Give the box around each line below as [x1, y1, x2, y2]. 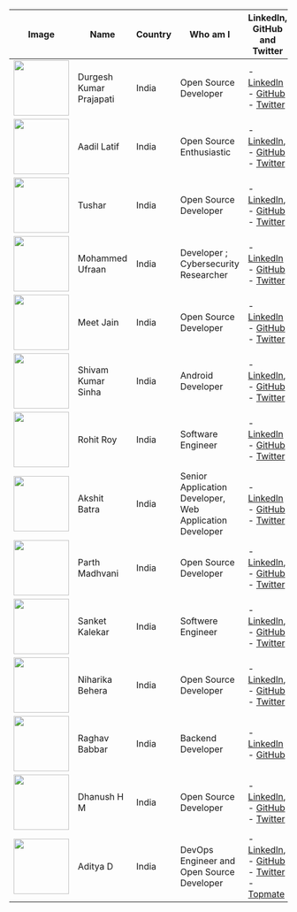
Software [179, 428, 218, 441]
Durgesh [78, 71, 113, 83]
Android [179, 370, 214, 382]
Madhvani [78, 567, 119, 579]
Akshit [78, 492, 104, 504]
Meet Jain [78, 317, 119, 329]
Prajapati [78, 93, 115, 105]
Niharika [78, 673, 113, 686]
